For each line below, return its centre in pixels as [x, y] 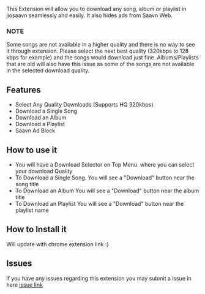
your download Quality [44, 171]
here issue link [24, 285]
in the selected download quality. [48, 70]
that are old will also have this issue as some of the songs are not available [100, 64]
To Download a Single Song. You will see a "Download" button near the [105, 178]
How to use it [32, 150]
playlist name [32, 210]
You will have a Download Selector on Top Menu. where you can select [105, 164]
